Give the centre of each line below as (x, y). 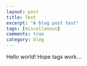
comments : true (25, 34)
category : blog (25, 40)
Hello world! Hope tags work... (44, 57)
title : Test (21, 17)
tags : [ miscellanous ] (33, 28)
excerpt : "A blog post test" (43, 23)
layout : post (22, 12)
